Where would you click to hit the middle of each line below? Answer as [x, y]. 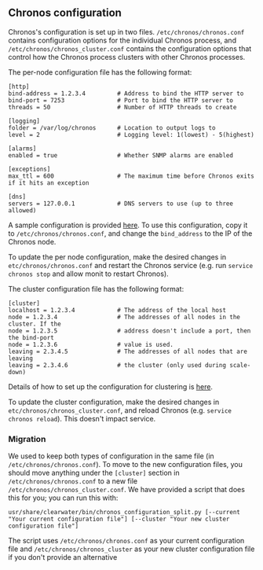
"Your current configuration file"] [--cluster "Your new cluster [119, 519]
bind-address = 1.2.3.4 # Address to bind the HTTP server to [126, 94]
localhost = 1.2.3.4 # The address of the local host [117, 310]
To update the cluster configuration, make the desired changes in [114, 402]
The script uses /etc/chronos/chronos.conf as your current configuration [126, 541]
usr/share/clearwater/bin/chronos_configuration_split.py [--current [124, 513]
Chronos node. [32, 241]
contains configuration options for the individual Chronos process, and [122, 40]
